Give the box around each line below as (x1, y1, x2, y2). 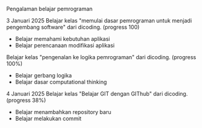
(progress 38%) (6, 97, 46, 104)
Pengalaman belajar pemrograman (6, 5, 93, 12)
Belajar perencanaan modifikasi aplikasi (15, 42, 115, 49)
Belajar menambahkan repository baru (15, 108, 111, 115)
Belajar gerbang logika (15, 72, 72, 79)
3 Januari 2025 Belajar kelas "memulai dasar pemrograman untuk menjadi (6, 17, 192, 24)
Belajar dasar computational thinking (15, 79, 108, 85)
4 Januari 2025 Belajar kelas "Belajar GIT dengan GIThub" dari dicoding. (6, 90, 188, 97)
